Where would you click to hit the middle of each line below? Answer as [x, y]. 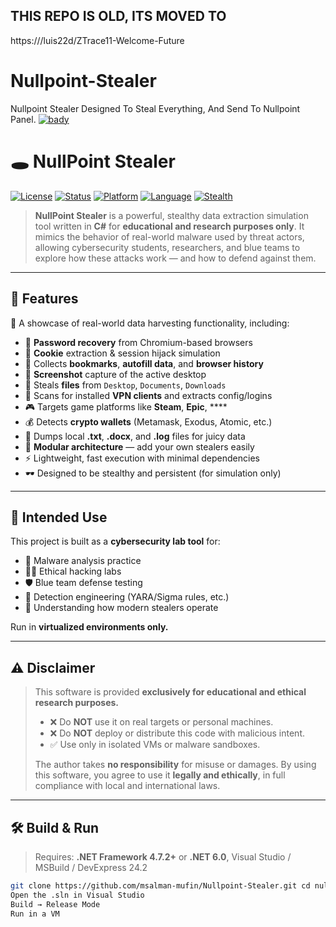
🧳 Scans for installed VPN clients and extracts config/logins [148, 395]
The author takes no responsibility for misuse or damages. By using [175, 765]
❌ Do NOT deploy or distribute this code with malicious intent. [177, 733]
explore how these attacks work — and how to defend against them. [175, 258]
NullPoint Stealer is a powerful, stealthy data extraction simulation [171, 215]
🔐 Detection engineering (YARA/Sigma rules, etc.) [127, 597]
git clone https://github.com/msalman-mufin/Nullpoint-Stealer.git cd [160, 885]
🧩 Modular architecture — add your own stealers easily [139, 446]
